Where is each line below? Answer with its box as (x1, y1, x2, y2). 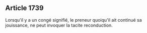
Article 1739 (5, 4, 44, 12)
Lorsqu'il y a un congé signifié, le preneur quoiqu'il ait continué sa (5, 17, 142, 23)
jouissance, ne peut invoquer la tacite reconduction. (5, 22, 113, 28)
